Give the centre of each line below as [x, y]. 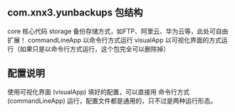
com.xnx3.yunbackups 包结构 [75, 13]
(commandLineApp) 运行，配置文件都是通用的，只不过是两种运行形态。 [112, 101]
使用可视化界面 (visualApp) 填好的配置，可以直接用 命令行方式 [99, 91]
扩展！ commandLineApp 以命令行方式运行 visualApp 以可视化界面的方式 [115, 40]
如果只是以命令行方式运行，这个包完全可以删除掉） [94, 49]
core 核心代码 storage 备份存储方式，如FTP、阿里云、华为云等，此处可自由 [118, 31]
